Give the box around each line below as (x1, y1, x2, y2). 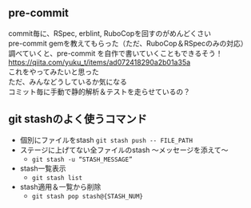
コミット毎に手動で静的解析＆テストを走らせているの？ (8, 87, 190, 96)
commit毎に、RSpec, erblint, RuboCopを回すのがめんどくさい (8, 28, 212, 38)
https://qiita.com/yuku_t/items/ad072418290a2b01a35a (8, 57, 191, 67)
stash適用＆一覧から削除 (19, 182, 102, 191)
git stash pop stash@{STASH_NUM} (31, 192, 144, 200)
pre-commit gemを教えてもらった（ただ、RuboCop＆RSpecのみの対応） (8, 38, 248, 48)
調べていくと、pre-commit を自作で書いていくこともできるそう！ (8, 48, 223, 58)
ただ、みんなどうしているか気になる (8, 77, 128, 86)
